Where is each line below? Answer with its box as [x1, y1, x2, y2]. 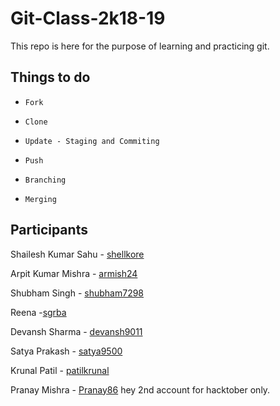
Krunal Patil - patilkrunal [10, 364, 110, 376]
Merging [24, 194, 57, 204]
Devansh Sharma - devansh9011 [10, 325, 143, 337]
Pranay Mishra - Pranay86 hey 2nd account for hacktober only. [10, 383, 271, 396]
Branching [24, 175, 67, 185]
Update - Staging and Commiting [24, 136, 160, 146]
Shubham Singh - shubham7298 [10, 287, 145, 299]
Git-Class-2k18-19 [10, 7, 166, 30]
